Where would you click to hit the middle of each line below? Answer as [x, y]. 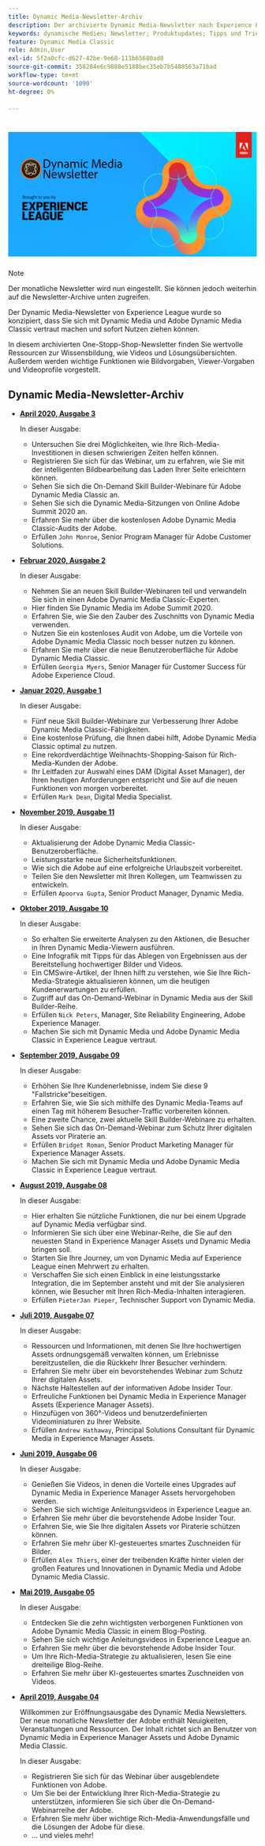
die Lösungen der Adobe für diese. [88, 1827]
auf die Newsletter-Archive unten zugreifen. [79, 297]
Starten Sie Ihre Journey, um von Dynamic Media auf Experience [136, 1258]
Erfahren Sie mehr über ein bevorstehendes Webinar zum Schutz [137, 1371]
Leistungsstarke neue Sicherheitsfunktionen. [104, 860]
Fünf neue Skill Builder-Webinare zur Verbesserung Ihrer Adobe [135, 721]
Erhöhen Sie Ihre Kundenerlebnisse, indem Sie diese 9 [119, 1086]
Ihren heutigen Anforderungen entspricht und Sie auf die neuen [134, 780]
